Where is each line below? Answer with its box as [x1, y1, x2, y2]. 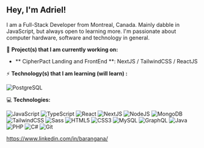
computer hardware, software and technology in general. [6, 33, 150, 41]
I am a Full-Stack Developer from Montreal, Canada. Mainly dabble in [6, 21, 180, 28]
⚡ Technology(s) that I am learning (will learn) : [6, 69, 128, 77]
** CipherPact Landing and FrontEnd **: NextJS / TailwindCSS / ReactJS [15, 57, 198, 65]
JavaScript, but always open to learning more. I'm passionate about [6, 27, 177, 35]
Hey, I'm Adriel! [6, 5, 67, 15]
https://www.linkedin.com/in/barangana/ [6, 135, 108, 142]
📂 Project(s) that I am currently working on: [6, 46, 118, 53]
